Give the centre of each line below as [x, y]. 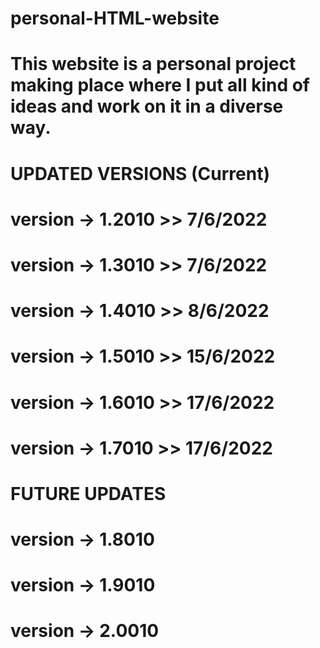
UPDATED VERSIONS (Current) [140, 173]
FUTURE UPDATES [88, 493]
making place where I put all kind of [160, 85]
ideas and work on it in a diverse [147, 106]
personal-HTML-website [115, 18]
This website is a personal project [153, 64]
